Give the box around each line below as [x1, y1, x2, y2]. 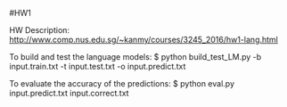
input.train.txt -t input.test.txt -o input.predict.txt [9, 62, 186, 71]
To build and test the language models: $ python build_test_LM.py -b [9, 52, 262, 62]
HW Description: [9, 25, 70, 35]
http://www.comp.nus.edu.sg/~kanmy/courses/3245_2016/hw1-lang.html [9, 35, 279, 45]
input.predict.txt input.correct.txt [9, 88, 129, 98]
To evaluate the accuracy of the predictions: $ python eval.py [9, 78, 234, 88]
